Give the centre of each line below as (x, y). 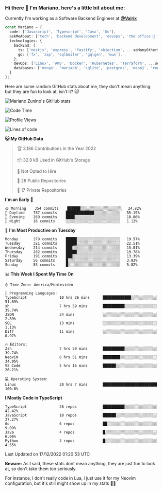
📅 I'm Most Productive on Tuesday (41, 230)
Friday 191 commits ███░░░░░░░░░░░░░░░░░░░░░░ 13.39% (72, 256)
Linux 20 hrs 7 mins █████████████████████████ (81, 384)
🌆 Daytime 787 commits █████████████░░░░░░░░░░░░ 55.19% (72, 213)
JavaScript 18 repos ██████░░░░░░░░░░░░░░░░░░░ (81, 415)
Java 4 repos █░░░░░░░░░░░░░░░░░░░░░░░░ (81, 432)
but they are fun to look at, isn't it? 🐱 (42, 91)
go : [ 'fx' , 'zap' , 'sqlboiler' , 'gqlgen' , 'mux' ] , (70, 55)
